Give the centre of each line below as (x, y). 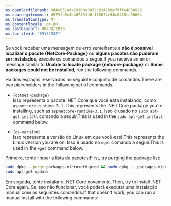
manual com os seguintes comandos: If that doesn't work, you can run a (80, 192)
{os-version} (26, 132)
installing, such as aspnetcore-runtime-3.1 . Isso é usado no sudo (80, 111)
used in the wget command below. (48, 148)
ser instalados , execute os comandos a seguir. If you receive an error (78, 59)
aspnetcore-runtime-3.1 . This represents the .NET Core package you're (88, 106)
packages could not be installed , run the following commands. (72, 70)
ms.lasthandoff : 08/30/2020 (35, 29)
